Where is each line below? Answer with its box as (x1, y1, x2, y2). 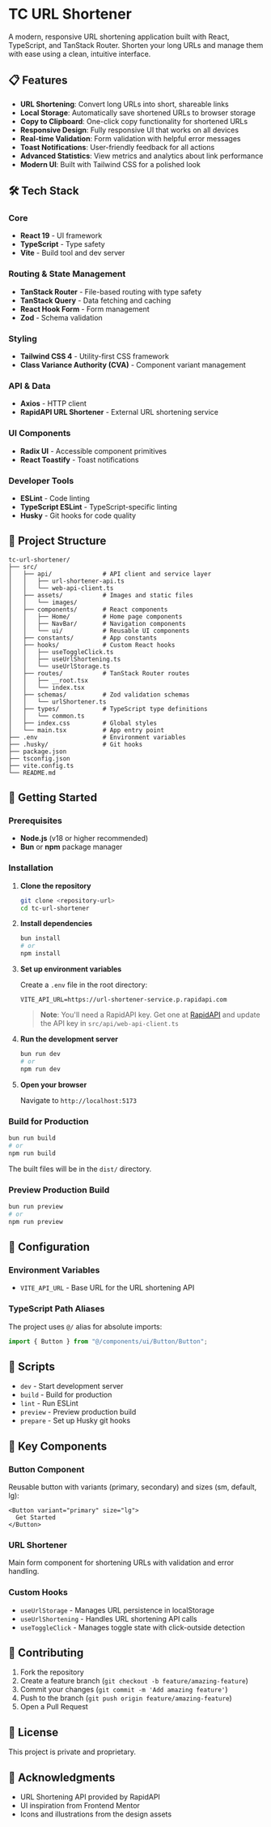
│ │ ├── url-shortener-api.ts (8, 577, 125, 585)
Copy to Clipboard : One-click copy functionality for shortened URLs (19, 116, 248, 126)
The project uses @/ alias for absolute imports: (8, 1321, 163, 1331)
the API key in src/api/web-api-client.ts (40, 1019, 180, 1028)
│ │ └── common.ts (8, 712, 85, 720)
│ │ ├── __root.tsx (8, 676, 89, 684)
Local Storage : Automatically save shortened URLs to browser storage (19, 107, 256, 118)
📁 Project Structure (8, 534, 107, 548)
